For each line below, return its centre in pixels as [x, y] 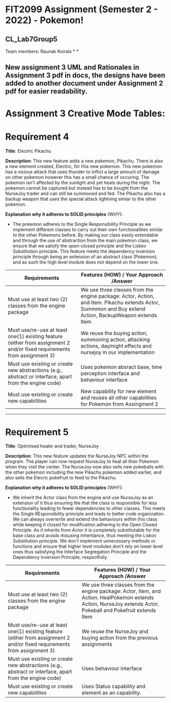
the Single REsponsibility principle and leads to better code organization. [89, 514]
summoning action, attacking [115, 339]
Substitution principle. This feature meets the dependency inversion [84, 251]
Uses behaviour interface [112, 669]
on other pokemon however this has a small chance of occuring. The [77, 177]
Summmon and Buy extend [113, 309]
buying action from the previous [120, 638]
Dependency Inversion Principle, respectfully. [60, 557]
